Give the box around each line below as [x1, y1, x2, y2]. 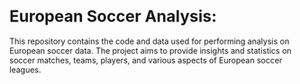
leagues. [9, 64, 41, 75]
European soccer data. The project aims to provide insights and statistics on [9, 45, 292, 55]
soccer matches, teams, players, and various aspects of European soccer [9, 55, 283, 65]
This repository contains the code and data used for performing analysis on [9, 36, 290, 46]
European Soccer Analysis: [9, 6, 218, 27]
